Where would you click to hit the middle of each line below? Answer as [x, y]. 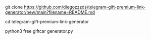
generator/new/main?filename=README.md [50, 12]
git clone [14, 7]
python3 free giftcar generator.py [39, 31]
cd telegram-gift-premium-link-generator [47, 22]
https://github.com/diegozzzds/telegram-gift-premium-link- [85, 7]
